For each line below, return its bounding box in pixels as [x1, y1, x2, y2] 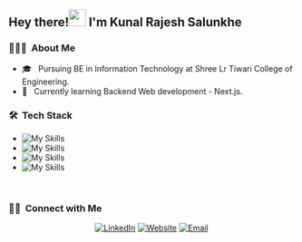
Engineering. [21, 76, 70, 87]
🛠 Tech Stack [8, 109, 73, 121]
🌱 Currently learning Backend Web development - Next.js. [21, 85, 243, 96]
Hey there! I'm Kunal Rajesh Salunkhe [8, 15, 242, 30]
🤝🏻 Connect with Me [8, 201, 102, 214]
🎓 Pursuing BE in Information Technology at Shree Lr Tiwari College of [21, 63, 293, 73]
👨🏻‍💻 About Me [8, 42, 76, 54]
